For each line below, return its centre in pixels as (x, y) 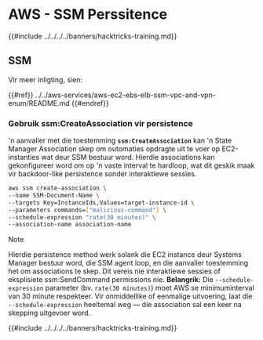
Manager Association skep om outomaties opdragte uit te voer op (114, 149)
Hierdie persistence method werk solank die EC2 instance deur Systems (125, 255)
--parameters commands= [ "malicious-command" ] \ (88, 210)
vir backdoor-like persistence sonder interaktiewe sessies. (102, 174)
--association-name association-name (70, 225)
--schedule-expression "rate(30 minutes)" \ (82, 217)
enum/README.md (39, 103)
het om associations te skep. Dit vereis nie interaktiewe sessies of (115, 271)
